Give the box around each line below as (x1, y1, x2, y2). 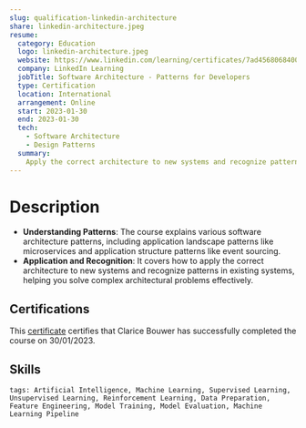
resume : (9, 30, 39, 39)
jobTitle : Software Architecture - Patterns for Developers (17, 73, 250, 82)
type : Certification (17, 81, 96, 90)
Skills (9, 362, 41, 377)
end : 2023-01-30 (17, 115, 79, 124)
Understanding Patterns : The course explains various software (22, 227, 262, 238)
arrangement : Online (17, 97, 96, 107)
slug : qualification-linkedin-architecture (9, 13, 178, 23)
